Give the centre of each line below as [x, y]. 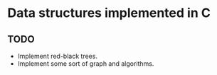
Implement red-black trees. [58, 56]
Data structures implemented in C [109, 13]
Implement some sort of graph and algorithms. [86, 64]
